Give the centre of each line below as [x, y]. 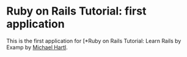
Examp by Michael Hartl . [37, 47]
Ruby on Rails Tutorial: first [76, 11]
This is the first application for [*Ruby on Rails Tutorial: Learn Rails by [94, 41]
